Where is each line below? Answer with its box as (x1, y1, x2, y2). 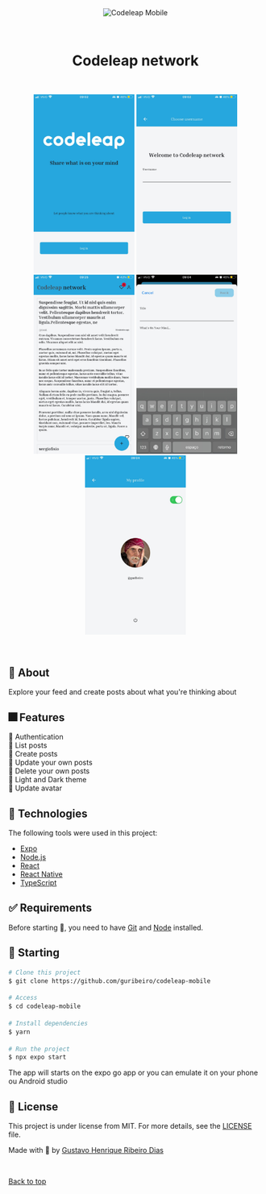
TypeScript (19, 878, 57, 888)
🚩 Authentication (8, 732, 64, 742)
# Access (8, 994, 38, 1002)
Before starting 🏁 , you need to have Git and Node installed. (8, 922, 204, 932)
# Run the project (8, 1045, 70, 1053)
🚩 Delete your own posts (8, 766, 90, 776)
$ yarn (8, 1027, 31, 1036)
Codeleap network (72, 52, 199, 70)
